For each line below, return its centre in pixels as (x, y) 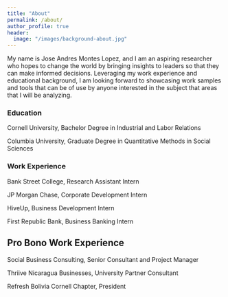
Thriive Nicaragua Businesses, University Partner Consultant (93, 273)
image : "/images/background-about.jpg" (70, 39)
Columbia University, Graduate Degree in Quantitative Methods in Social (109, 141)
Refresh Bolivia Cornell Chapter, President (67, 286)
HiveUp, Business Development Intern (61, 208)
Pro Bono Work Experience (66, 243)
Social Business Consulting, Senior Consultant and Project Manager (103, 259)
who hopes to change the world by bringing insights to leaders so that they (113, 66)
